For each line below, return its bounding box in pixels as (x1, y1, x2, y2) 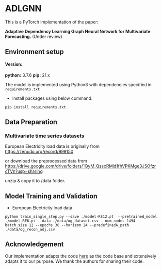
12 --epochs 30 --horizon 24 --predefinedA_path (29, 223, 130, 228)
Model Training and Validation (5, 192, 98, 200)
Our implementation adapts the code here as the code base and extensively (5, 253, 157, 259)
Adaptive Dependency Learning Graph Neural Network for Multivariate (5, 28, 150, 34)
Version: (5, 61, 23, 67)
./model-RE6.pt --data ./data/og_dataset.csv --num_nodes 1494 (5, 218, 136, 224)
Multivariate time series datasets (5, 132, 84, 139)
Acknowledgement (5, 240, 64, 249)
